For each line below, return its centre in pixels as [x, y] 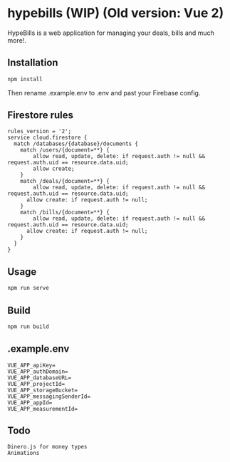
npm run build [28, 326]
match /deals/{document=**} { [65, 182]
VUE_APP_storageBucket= [43, 390]
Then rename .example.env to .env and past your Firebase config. [104, 93]
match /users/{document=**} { [65, 150]
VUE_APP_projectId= [36, 384]
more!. [17, 40]
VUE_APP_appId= [30, 403]
